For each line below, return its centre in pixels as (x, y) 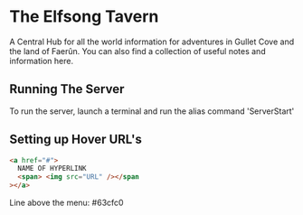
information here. (42, 61)
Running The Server (67, 89)
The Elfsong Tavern (84, 17)
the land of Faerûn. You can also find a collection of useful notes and (137, 51)
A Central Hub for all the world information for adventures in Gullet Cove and (152, 42)
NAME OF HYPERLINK (52, 169)
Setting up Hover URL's (76, 140)
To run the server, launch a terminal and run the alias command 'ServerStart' (152, 111)
